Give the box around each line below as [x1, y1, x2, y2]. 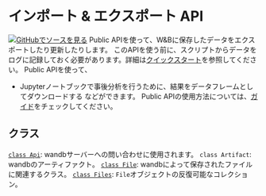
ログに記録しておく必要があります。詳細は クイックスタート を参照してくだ [8, 55, 250, 64]
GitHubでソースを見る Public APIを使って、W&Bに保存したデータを [16, 35, 235, 44]
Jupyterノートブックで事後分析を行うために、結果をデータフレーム [19, 81, 240, 91]
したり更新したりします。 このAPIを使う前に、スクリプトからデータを [29, 44, 257, 54]
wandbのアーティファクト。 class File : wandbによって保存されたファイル [8, 159, 253, 169]
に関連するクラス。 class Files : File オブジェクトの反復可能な [8, 169, 214, 179]
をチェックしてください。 [33, 101, 118, 111]
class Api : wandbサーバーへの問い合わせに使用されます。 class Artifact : [8, 149, 252, 159]
